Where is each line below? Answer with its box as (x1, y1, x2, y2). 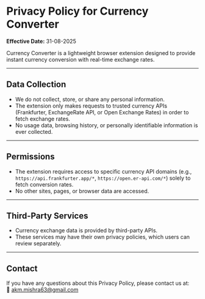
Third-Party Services (6, 210, 88, 221)
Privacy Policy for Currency (6, 4, 149, 18)
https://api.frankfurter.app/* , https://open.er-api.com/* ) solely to (15, 174, 191, 182)
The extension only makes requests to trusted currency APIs (15, 102, 168, 109)
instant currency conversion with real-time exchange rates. (6, 56, 155, 63)
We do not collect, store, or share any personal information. (15, 95, 165, 103)
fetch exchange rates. (15, 115, 70, 122)
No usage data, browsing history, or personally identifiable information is (15, 121, 198, 129)
